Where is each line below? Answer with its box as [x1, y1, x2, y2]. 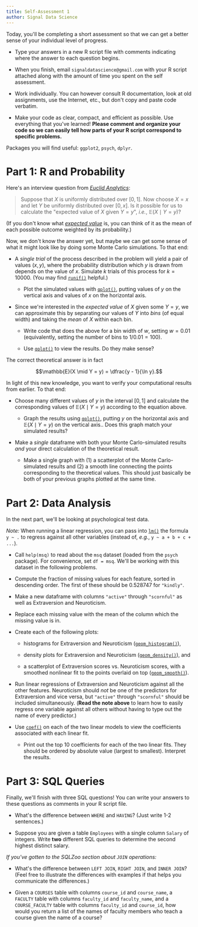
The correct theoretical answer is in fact [6, 356, 103, 364]
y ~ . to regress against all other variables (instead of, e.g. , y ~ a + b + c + [6, 533, 192, 541]
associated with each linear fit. [14, 730, 90, 737]
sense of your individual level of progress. [6, 37, 108, 44]
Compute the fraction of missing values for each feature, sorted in [14, 575, 176, 582]
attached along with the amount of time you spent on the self [14, 72, 163, 79]
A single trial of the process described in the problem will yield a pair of [14, 255, 189, 262]
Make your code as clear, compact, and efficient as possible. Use [14, 114, 174, 121]
